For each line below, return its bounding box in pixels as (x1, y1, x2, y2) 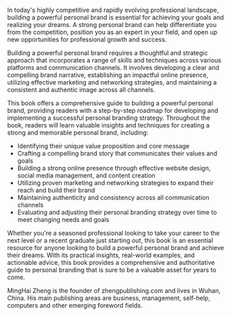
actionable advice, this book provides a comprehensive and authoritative (7, 258, 215, 266)
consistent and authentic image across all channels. (7, 86, 155, 94)
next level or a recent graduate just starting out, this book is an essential (7, 236, 214, 245)
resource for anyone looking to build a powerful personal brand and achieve (7, 244, 224, 252)
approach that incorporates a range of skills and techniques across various (7, 56, 222, 64)
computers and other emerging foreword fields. (7, 301, 143, 309)
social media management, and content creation (17, 171, 156, 179)
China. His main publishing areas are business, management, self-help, (7, 294, 210, 302)
